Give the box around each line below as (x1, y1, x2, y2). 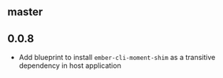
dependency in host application (18, 61, 121, 70)
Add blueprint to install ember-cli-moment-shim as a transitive (18, 53, 216, 62)
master (7, 5, 43, 19)
